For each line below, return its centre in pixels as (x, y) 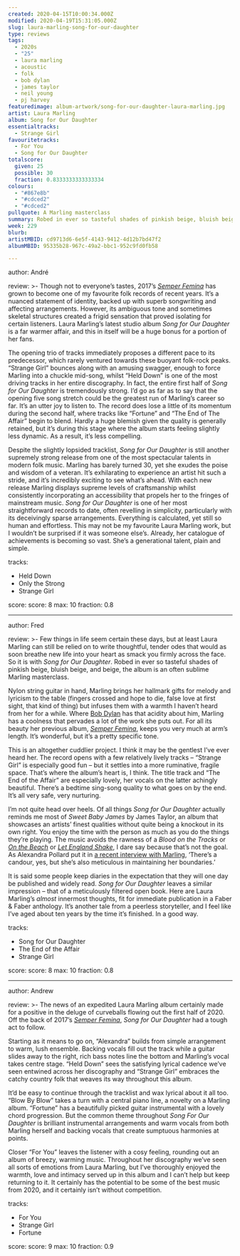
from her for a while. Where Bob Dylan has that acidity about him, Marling (116, 714)
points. (18, 1138)
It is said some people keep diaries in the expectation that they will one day (118, 876)
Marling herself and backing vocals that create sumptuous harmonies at (114, 1131)
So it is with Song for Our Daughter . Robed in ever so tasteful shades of (113, 662)
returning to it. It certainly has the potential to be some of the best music (114, 1183)
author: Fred (26, 626)
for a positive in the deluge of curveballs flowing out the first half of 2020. (116, 1012)
